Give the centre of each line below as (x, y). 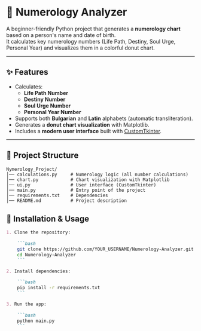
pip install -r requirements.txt (59, 288)
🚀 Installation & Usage (48, 218)
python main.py (36, 321)
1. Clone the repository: (38, 232)
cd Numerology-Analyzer (47, 255)
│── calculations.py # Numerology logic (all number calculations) (97, 174)
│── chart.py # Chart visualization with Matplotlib (88, 180)
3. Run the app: (26, 304)
